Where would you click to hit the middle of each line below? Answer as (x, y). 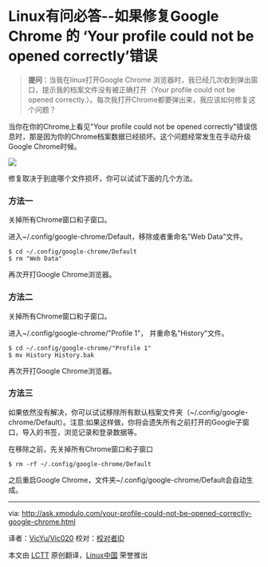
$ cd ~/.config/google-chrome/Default (73, 252)
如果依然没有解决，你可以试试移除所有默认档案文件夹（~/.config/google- (128, 412)
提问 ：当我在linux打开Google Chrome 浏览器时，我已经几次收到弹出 (139, 80)
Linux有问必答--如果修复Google (114, 16)
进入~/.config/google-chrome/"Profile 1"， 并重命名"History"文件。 (118, 333)
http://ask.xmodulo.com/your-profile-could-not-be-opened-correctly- (137, 513)
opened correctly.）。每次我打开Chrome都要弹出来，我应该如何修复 (138, 100)
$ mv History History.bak (51, 355)
